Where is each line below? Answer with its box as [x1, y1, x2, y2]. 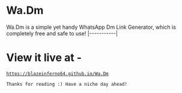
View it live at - [6, 51, 82, 65]
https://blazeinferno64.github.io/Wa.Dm [6, 70, 109, 77]
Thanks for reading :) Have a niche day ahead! [6, 81, 128, 87]
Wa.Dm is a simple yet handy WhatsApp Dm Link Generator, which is [6, 23, 176, 31]
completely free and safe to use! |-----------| [6, 29, 118, 37]
